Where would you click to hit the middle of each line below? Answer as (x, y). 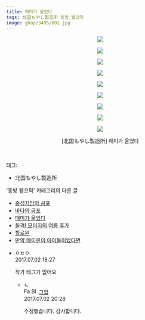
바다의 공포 (28, 211)
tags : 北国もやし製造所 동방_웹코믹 (45, 17)
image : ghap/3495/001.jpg (38, 23)
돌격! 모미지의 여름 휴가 (42, 226)
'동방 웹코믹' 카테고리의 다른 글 (42, 191)
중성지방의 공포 (33, 203)
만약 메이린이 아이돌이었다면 (48, 240)
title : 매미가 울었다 (29, 12)
